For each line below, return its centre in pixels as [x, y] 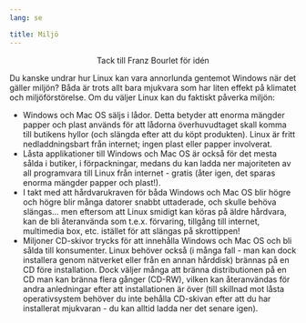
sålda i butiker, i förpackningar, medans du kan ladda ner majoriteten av [157, 163]
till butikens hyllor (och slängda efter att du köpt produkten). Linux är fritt [159, 134]
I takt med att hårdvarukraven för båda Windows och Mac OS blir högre [157, 192]
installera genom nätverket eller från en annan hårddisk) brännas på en [156, 259]
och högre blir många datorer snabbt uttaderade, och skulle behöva [149, 202]
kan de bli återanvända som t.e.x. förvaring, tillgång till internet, [141, 221]
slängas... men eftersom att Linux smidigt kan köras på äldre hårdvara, [154, 211]
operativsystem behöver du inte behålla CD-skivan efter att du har [147, 298]
